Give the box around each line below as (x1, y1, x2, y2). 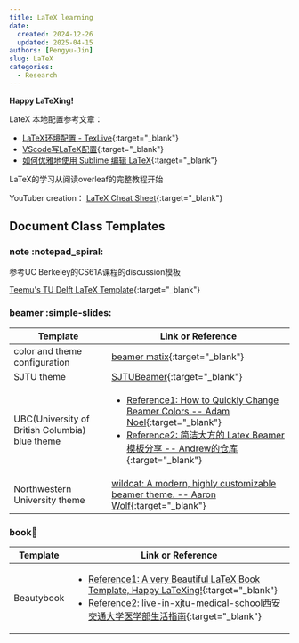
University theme (13, 494, 85, 506)
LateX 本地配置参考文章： (9, 113, 103, 125)
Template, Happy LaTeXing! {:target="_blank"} (87, 584, 279, 597)
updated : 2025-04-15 (17, 37, 93, 47)
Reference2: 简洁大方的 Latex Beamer (126, 429, 285, 441)
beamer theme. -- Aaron (110, 488, 216, 501)
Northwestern (13, 482, 72, 494)
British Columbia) (13, 423, 86, 436)
